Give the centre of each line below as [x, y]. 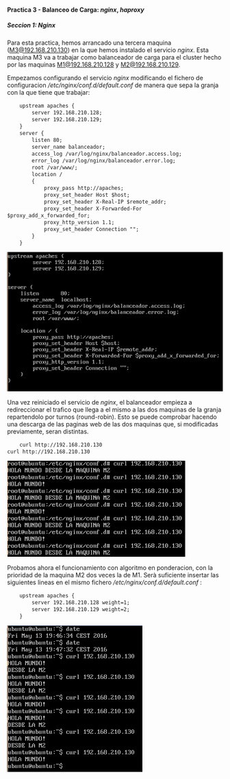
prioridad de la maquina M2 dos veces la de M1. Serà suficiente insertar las [113, 575]
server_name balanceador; [69, 147]
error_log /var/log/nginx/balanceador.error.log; [104, 160]
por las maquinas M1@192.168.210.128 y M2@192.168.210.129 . [94, 64]
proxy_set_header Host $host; [87, 195]
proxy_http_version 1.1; [79, 222]
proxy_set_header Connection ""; [91, 229]
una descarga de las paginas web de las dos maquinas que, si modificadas [113, 424]
